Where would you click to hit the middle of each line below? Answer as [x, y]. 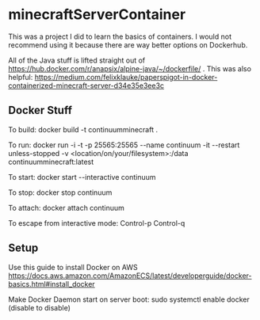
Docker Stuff [40, 110]
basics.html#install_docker [52, 284]
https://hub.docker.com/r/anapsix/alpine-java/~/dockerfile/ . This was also [130, 68]
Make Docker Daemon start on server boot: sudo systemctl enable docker [129, 299]
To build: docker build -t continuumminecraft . [83, 129]
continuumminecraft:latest [51, 162]
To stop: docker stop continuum [60, 192]
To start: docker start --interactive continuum [82, 177]
